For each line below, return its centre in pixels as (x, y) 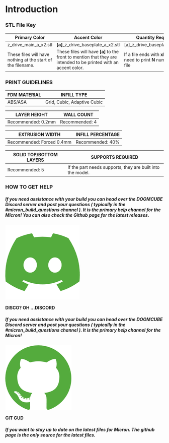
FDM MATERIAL (24, 95)
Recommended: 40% (98, 142)
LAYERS (35, 160)
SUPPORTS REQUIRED (114, 157)
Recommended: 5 (26, 170)
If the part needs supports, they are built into (114, 167)
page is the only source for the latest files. (50, 435)
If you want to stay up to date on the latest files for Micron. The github (80, 429)
